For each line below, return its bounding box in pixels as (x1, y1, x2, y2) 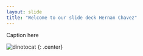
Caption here (6, 31, 39, 38)
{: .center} (37, 43, 63, 51)
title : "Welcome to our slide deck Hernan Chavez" (6, 15, 138, 21)
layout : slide (6, 9, 43, 15)
